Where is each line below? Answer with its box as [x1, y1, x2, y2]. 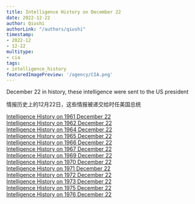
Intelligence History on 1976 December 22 [6, 191, 112, 199]
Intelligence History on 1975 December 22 [6, 184, 112, 192]
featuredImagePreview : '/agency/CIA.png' [6, 71, 113, 78]
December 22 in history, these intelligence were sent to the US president [6, 88, 189, 95]
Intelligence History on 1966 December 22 [6, 139, 113, 147]
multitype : [6, 49, 34, 55]
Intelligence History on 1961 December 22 [6, 113, 112, 120]
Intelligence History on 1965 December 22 [6, 133, 112, 140]
